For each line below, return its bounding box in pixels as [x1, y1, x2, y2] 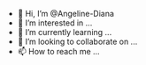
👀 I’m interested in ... [17, 18, 93, 28]
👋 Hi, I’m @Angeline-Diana [17, 9, 115, 18]
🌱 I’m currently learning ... [17, 27, 112, 37]
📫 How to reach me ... [17, 47, 100, 56]
